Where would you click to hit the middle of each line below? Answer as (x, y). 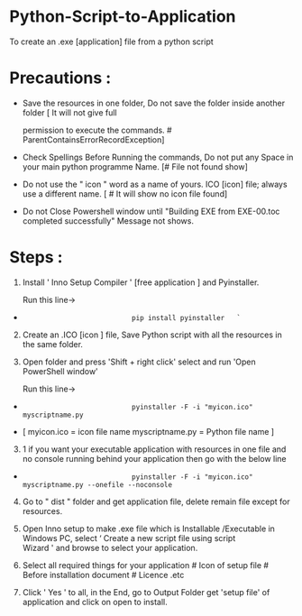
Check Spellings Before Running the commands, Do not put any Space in (158, 157)
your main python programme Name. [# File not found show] (135, 166)
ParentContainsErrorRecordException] (93, 139)
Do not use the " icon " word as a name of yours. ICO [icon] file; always (155, 184)
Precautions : (60, 78)
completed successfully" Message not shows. (108, 221)
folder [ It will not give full (69, 112)
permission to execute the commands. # (97, 130)
